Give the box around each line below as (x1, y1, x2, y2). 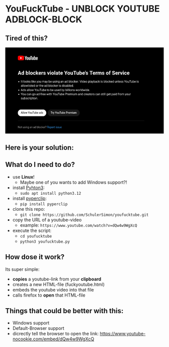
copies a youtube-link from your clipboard (12, 276, 102, 282)
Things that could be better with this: (5, 306, 124, 315)
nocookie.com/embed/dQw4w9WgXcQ (12, 336, 95, 342)
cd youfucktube (20, 234, 52, 239)
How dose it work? (5, 253, 65, 261)
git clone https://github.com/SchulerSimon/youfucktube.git (20, 212, 149, 217)
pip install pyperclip (20, 201, 68, 207)
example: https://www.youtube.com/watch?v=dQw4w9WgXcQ (20, 222, 137, 228)
